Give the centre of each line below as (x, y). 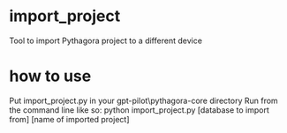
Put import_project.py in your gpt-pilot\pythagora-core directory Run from (143, 100)
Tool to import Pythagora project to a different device (106, 41)
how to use (50, 76)
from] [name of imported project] (69, 119)
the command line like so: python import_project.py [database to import (139, 110)
